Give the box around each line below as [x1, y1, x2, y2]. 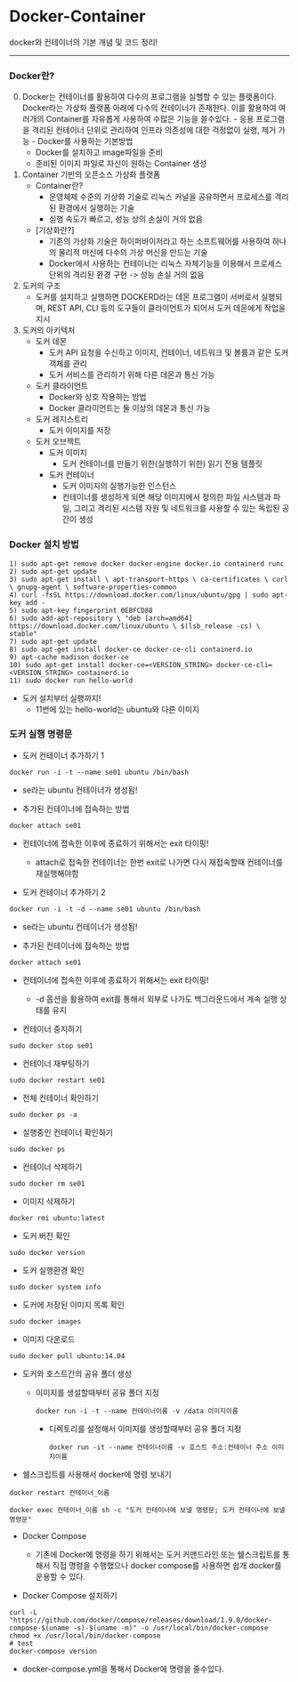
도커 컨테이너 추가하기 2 [21, 887, 106, 898]
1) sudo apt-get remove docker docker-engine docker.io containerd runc [9, 559, 285, 568]
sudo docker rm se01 [9, 1179, 86, 1188]
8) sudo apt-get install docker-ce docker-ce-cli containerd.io [9, 645, 253, 654]
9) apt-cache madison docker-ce [9, 652, 129, 662]
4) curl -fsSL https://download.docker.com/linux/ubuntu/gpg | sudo [9, 590, 269, 600]
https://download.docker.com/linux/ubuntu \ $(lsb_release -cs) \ [9, 621, 261, 631]
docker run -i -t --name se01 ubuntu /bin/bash [9, 768, 190, 777]
